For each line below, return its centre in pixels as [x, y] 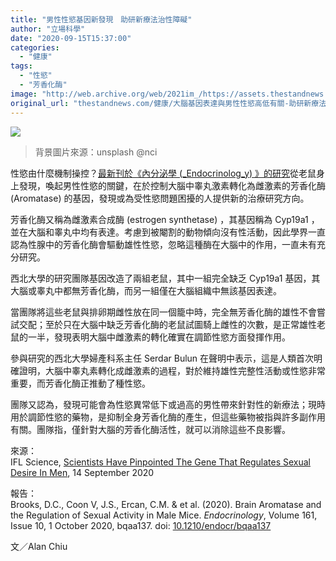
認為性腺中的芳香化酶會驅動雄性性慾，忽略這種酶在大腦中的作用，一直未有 [163, 244]
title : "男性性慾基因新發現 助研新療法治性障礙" [101, 19]
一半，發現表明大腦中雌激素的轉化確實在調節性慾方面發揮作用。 [159, 337]
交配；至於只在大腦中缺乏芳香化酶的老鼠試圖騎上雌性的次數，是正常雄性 [167, 324]
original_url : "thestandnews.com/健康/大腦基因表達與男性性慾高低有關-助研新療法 [168, 103]
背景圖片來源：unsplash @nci [96, 152]
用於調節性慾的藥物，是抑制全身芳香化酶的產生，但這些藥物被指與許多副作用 [168, 417]
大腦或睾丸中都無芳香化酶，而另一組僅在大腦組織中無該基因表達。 [146, 290]
